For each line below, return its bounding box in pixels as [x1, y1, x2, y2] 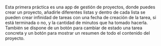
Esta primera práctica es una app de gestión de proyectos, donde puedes [5, 4, 156, 10]
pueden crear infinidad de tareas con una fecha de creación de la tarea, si [5, 15, 157, 20]
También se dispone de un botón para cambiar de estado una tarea [5, 25, 143, 31]
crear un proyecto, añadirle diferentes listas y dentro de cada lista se [5, 9, 146, 15]
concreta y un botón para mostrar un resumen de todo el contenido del [5, 30, 150, 36]
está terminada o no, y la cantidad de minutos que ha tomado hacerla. [5, 20, 148, 25]
